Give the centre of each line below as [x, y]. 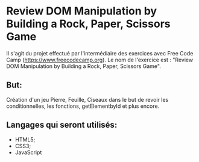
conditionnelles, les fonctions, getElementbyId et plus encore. [83, 106]
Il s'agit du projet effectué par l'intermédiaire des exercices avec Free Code [100, 53]
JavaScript [28, 152]
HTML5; [25, 139]
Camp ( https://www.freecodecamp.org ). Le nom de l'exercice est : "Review [100, 60]
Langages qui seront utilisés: [62, 125]
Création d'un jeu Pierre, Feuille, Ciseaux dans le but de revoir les [87, 99]
